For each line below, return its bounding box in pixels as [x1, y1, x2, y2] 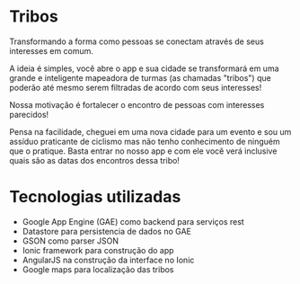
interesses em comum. [9, 45, 94, 56]
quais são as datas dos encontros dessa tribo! [9, 155, 180, 165]
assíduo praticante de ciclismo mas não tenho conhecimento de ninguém [9, 136, 280, 146]
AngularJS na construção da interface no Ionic [22, 254, 195, 265]
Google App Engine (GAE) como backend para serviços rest [22, 216, 244, 226]
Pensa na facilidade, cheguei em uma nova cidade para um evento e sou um [9, 126, 292, 137]
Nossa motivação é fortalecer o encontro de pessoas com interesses [9, 99, 265, 110]
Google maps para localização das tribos [22, 263, 174, 275]
